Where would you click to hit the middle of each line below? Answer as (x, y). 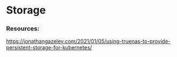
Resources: (23, 29)
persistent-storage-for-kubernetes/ (49, 48)
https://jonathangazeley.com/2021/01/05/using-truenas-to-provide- (88, 41)
